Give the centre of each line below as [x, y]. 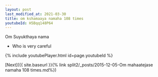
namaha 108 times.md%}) [31, 70]
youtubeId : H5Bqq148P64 [29, 23]
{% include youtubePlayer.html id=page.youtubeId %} [59, 56]
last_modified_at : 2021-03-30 [36, 14]
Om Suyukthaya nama [27, 37]
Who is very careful [32, 46]
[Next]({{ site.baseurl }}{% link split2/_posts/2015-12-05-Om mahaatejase [79, 65]
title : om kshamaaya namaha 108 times [44, 18]
